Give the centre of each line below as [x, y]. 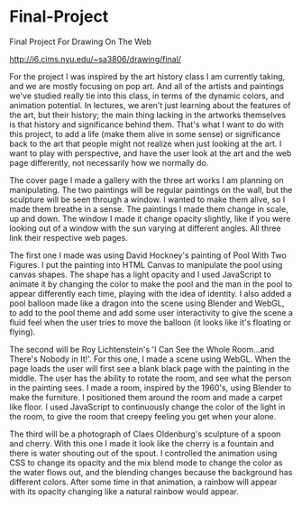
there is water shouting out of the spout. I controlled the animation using [143, 453]
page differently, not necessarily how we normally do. [109, 162]
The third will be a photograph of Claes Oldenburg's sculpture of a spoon [145, 434]
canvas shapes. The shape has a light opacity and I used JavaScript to [141, 274]
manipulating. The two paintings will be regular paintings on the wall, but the [151, 189]
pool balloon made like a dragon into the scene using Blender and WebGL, [147, 303]
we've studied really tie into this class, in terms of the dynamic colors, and [147, 96]
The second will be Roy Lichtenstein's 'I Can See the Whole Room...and [142, 349]
